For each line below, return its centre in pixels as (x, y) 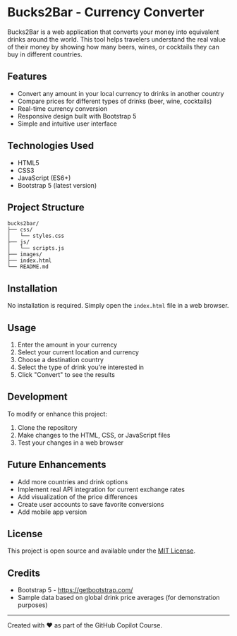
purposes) (32, 605)
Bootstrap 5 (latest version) (57, 185)
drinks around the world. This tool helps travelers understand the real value (116, 39)
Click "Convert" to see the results (66, 374)
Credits (24, 573)
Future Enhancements (57, 465)
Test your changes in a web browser (71, 443)
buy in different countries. (45, 54)
